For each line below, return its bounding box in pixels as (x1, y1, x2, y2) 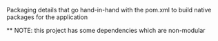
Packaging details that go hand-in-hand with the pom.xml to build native (6, 6, 212, 14)
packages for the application (6, 13, 88, 21)
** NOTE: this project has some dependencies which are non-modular (6, 27, 206, 34)
